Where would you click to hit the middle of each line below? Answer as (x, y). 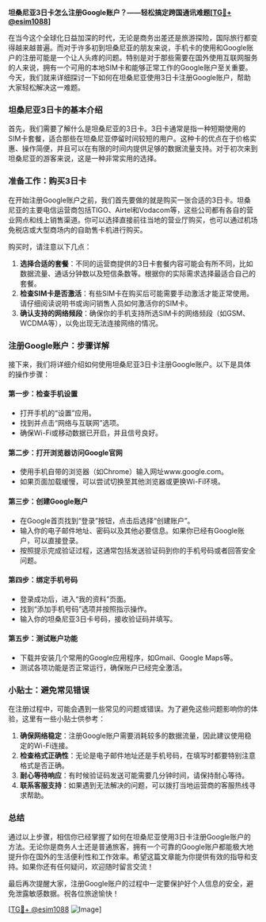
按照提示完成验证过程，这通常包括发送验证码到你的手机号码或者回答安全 (137, 550)
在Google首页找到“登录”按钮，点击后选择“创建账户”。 (107, 520)
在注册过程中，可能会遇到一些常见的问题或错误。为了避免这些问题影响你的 (129, 709)
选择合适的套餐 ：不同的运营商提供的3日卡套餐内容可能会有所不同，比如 (136, 263)
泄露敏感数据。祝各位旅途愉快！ (67, 893)
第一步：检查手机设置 (43, 394)
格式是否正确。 (44, 766)
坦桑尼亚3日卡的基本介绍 (55, 110)
